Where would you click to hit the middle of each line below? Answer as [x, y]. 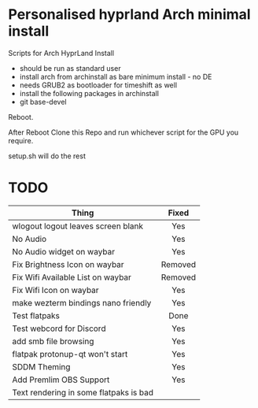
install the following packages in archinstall [89, 93]
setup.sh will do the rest [47, 156]
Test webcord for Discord [59, 328]
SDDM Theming [41, 366]
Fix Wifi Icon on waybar [56, 290]
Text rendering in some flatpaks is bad [83, 392]
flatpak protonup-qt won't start [70, 354]
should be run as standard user [70, 68]
